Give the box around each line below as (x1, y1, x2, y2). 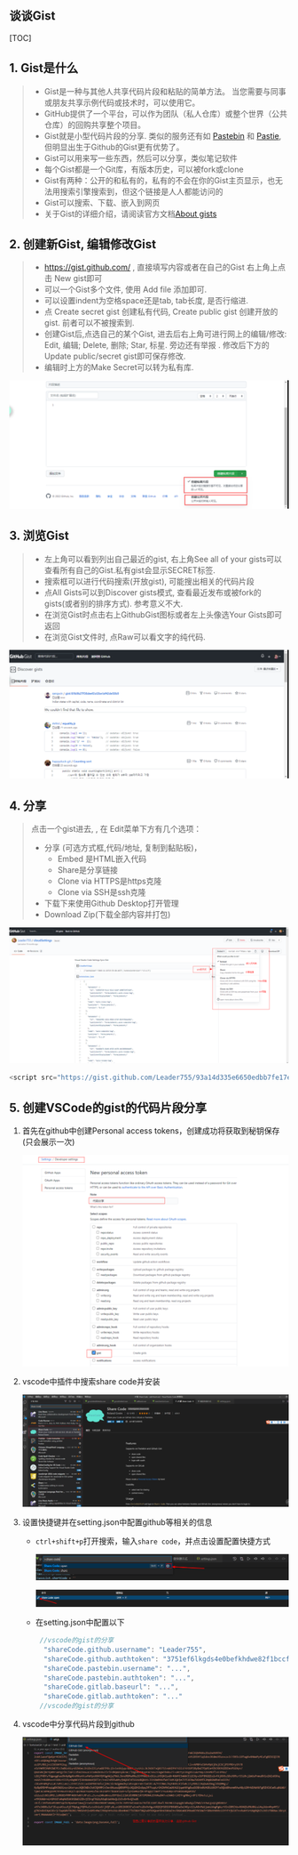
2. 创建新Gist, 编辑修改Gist (9, 237, 157, 252)
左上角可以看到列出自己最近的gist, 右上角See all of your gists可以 (43, 553, 282, 564)
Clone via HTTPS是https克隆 (57, 875, 162, 887)
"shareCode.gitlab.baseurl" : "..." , (43, 1682, 179, 1692)
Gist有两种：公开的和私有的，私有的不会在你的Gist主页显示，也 (43, 174, 276, 185)
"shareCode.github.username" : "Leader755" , (43, 1645, 207, 1654)
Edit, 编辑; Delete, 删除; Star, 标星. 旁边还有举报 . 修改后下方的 (43, 340, 270, 351)
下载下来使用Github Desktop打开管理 (43, 898, 179, 909)
